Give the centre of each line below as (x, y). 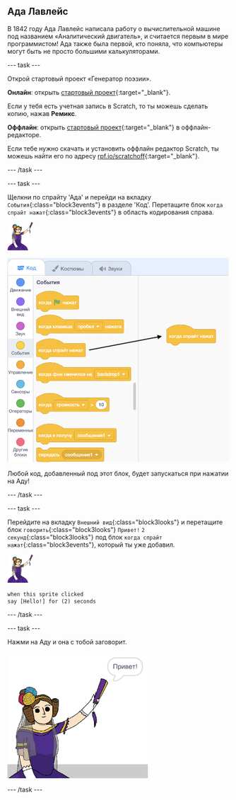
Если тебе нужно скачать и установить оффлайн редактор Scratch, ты (113, 149)
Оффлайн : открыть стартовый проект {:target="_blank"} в (94, 127)
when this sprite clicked (45, 594)
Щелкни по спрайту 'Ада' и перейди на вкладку (79, 197)
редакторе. (24, 134)
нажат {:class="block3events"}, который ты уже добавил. (91, 545)
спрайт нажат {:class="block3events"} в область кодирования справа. (111, 212)
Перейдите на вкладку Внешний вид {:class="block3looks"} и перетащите (115, 522)
